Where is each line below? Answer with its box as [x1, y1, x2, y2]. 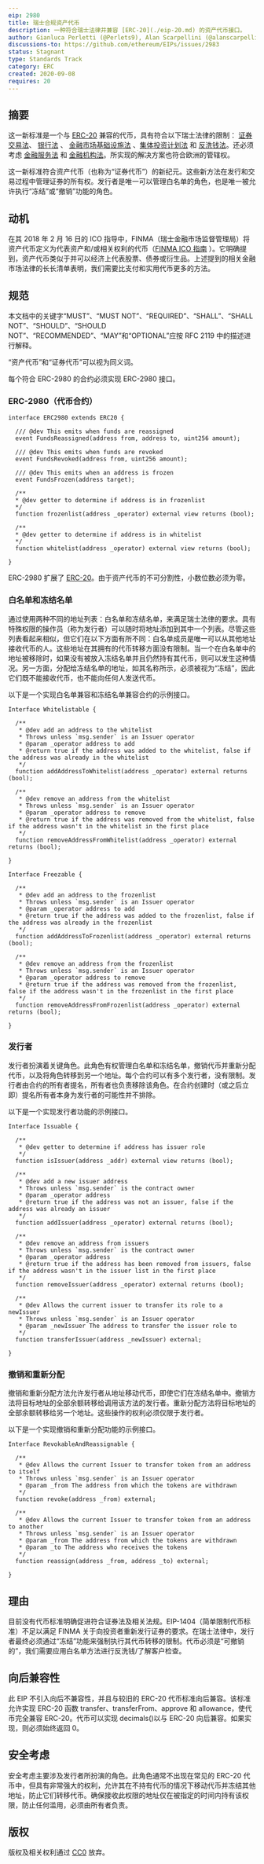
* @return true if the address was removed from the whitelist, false [18, 815, 255, 824]
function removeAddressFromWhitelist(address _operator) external [15, 836, 237, 844]
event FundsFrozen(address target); [15, 476, 135, 484]
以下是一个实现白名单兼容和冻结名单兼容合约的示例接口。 [8, 689, 194, 699]
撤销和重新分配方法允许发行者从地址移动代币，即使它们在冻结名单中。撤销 [8, 1389, 249, 1398]
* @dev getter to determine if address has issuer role [18, 1143, 206, 1151]
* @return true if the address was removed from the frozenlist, [18, 980, 237, 989]
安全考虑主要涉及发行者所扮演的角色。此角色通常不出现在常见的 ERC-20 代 [8, 1770, 251, 1780]
